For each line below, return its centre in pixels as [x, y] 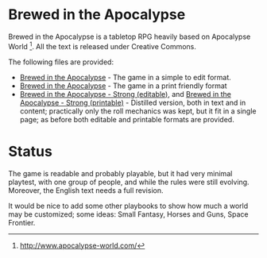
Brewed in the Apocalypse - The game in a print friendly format [124, 86]
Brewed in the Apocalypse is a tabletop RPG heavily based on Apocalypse [130, 37]
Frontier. [22, 222]
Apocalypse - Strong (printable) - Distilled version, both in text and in [133, 102]
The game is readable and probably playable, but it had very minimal [120, 173]
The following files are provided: [61, 62]
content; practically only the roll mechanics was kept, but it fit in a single [138, 111]
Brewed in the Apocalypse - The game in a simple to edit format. [126, 77]
